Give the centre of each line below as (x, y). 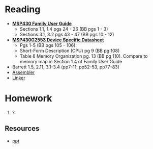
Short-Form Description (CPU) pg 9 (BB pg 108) (70, 51)
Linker (19, 78)
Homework (28, 98)
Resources (22, 129)
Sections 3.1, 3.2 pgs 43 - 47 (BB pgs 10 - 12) (67, 34)
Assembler (23, 72)
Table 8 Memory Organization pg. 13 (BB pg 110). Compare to (84, 56)
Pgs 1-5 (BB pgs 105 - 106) (48, 45)
